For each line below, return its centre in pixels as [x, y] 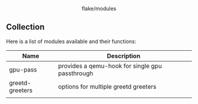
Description [123, 56]
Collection [25, 27]
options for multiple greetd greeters [107, 86]
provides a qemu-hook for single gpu [110, 66]
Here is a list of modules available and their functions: [71, 41]
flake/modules [99, 9]
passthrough [75, 73]
